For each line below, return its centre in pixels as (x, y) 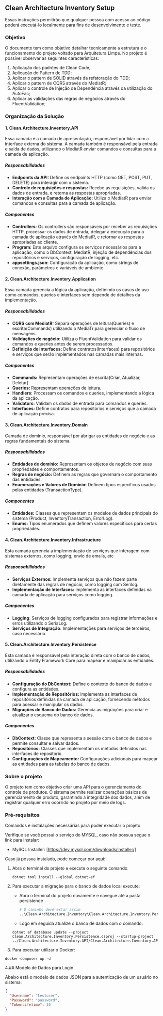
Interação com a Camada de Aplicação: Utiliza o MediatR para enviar (82, 198)
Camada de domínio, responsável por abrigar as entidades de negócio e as (80, 436)
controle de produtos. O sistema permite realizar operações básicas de (76, 792)
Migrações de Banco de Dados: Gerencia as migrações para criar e (80, 709)
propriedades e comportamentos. (46, 469)
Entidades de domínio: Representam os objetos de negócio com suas (82, 464)
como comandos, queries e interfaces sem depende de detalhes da (73, 295)
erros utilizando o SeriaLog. (40, 623)
